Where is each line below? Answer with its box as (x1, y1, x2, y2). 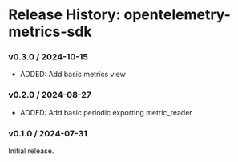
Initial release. (8, 146, 54, 156)
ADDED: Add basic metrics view (19, 70, 126, 79)
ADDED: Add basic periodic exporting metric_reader (19, 107, 192, 117)
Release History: (8, 6, 121, 24)
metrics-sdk (8, 22, 92, 41)
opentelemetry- (123, 6, 231, 24)
